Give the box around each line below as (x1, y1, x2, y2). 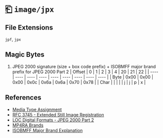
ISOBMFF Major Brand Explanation (12, 127, 83, 133)
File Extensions (5, 23, 53, 31)
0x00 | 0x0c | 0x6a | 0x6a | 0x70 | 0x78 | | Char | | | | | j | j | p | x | (12, 79, 146, 85)
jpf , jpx (5, 36, 21, 42)
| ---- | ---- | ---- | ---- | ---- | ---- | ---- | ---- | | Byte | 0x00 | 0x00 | (12, 74, 154, 80)
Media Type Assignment (12, 107, 62, 112)
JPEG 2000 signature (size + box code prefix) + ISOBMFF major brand (12, 63, 156, 69)
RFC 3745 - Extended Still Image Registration (12, 111, 105, 117)
